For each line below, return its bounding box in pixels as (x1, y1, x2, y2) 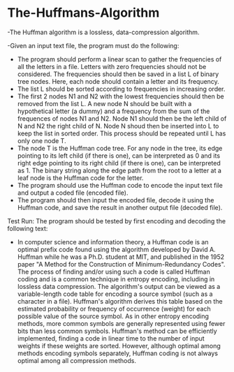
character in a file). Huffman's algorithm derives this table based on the (17, 297, 223, 305)
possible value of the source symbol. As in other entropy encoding (17, 312, 210, 320)
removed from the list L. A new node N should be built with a (17, 99, 192, 107)
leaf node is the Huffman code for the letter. (17, 173, 144, 182)
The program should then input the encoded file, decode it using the (17, 195, 214, 204)
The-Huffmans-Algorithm (7, 5, 160, 21)
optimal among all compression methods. (17, 356, 136, 364)
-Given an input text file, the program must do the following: (7, 41, 180, 50)
